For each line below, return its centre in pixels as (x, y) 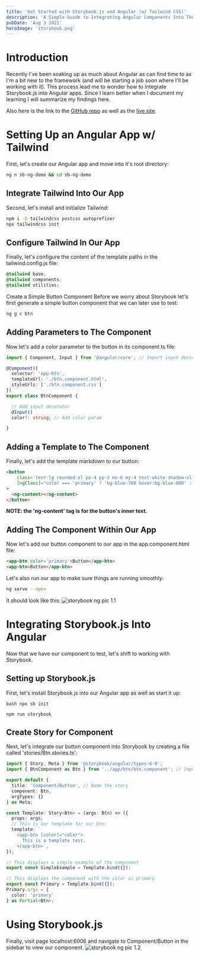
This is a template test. (54, 840)
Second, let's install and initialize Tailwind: (57, 207)
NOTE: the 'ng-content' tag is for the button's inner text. (77, 511)
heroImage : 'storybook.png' (41, 28)
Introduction (37, 58)
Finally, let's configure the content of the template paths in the (82, 257)
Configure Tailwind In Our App (63, 242)
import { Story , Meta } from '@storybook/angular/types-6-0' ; (84, 764)
